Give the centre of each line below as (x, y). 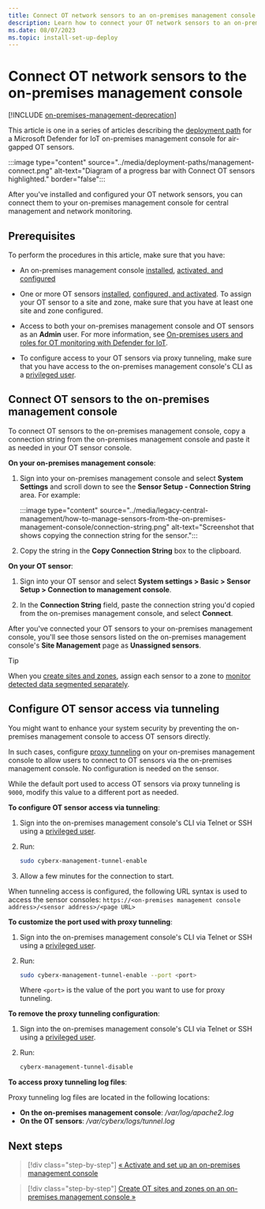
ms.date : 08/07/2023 (42, 30)
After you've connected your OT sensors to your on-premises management (131, 629)
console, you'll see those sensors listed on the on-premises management (127, 636)
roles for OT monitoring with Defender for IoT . (93, 343)
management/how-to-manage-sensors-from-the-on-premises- (123, 518)
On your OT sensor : (41, 565)
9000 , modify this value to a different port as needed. (93, 792)
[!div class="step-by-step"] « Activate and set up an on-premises (134, 1165)
